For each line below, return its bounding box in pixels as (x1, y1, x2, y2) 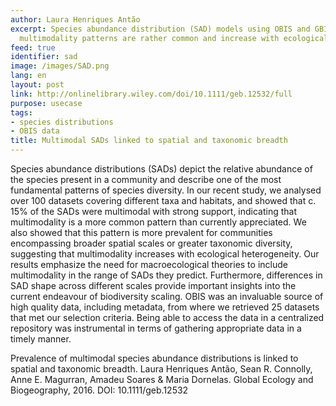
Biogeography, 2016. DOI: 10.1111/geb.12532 (10, 384, 189, 396)
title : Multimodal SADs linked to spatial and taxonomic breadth (10, 136, 288, 146)
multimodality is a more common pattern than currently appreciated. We (10, 216, 307, 228)
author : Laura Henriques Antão (10, 14, 141, 25)
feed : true (10, 42, 56, 53)
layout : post (10, 80, 65, 90)
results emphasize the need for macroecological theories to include (10, 259, 288, 270)
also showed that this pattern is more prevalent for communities (10, 227, 273, 238)
